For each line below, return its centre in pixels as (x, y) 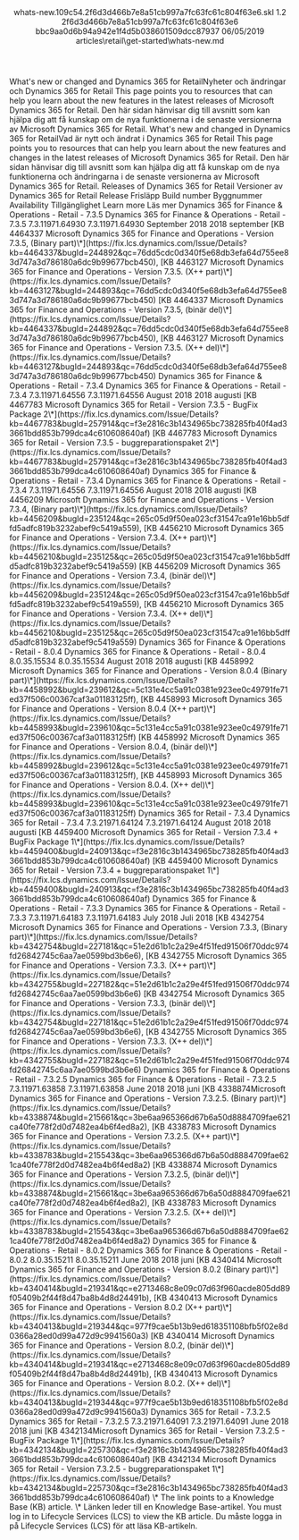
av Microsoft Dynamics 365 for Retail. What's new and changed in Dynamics (150, 129)
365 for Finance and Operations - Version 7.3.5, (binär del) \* (119, 309)
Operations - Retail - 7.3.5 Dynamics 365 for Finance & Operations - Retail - (148, 215)
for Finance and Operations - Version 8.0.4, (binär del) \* (112, 747)
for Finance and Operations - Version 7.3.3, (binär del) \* (111, 1003)
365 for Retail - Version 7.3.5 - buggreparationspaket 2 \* (112, 443)
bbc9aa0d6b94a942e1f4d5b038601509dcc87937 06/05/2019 (150, 31)
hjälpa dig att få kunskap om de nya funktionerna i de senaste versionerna (145, 119)
